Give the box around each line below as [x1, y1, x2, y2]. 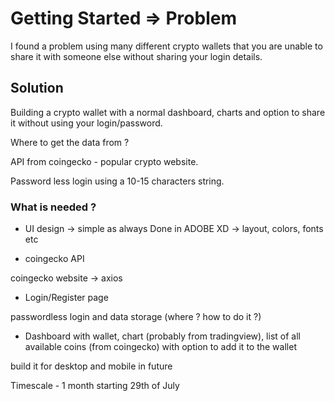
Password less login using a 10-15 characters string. [10, 175, 225, 187]
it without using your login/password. [10, 117, 163, 129]
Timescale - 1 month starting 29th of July [10, 380, 180, 392]
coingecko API [24, 253, 85, 265]
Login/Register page [24, 292, 109, 304]
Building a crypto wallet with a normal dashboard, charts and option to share [10, 106, 326, 118]
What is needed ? [10, 200, 97, 214]
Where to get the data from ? [10, 136, 130, 148]
